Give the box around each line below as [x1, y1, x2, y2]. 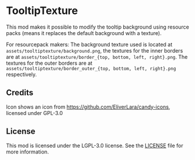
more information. [6, 148, 49, 155]
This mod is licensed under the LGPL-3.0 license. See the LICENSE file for [6, 142, 183, 149]
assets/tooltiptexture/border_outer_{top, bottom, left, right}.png [6, 65, 176, 71]
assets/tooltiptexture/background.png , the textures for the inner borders [6, 47, 183, 54]
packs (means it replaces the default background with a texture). [6, 29, 162, 36]
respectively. [6, 71, 37, 78]
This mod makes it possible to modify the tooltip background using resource [6, 23, 190, 30]
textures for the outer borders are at [6, 60, 93, 67]
